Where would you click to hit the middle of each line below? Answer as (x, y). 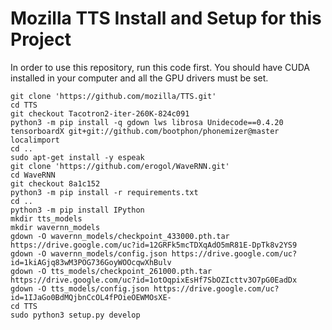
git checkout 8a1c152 (55, 183)
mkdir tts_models (46, 218)
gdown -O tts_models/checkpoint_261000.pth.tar (111, 271)
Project (41, 39)
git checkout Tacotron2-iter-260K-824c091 (100, 113)
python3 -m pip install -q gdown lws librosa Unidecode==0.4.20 (147, 122)
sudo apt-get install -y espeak (77, 157)
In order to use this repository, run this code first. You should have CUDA (160, 67)
